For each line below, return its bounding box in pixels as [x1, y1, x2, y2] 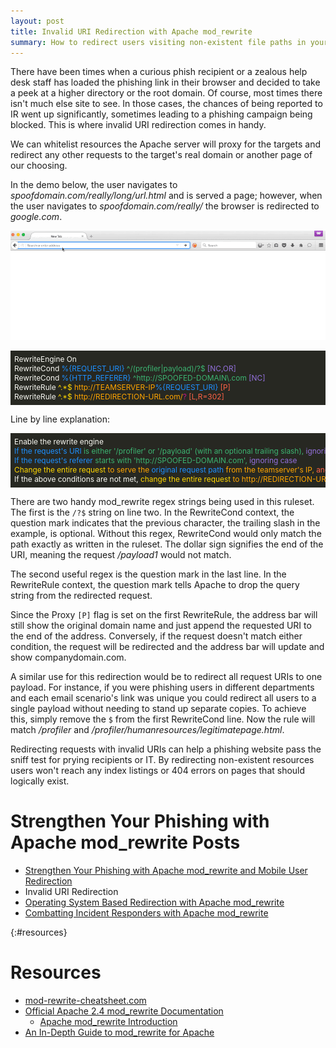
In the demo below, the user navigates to [10, 179, 178, 191]
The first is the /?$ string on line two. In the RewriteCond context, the [10, 506, 295, 518]
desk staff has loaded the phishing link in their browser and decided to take [10, 76, 321, 89]
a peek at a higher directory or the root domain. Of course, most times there [10, 87, 323, 99]
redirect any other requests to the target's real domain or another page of [10, 149, 313, 161]
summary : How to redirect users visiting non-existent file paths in [10, 37, 307, 47]
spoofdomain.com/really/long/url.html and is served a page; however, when [10, 190, 323, 202]
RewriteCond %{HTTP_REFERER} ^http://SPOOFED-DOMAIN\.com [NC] [14, 372, 266, 383]
